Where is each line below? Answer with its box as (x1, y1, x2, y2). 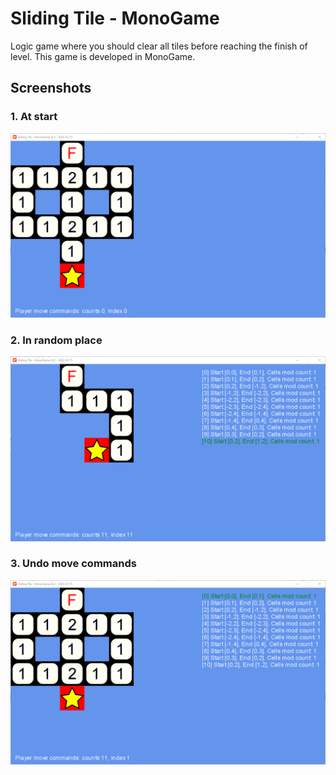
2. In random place (10, 333, 103, 347)
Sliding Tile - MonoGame (10, 7, 220, 30)
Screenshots (10, 80, 92, 97)
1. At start (10, 110, 58, 124)
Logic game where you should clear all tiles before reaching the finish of (10, 40, 308, 52)
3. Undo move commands (10, 557, 137, 571)
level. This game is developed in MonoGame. (10, 50, 196, 62)
